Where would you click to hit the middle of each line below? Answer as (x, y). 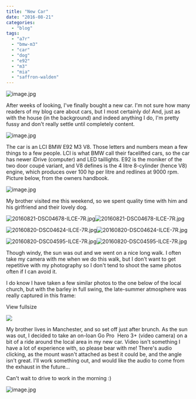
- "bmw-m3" (25, 45)
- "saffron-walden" (35, 77)
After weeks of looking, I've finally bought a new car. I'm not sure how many (98, 105)
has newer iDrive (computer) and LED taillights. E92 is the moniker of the (94, 159)
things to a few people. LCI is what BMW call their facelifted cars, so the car (98, 153)
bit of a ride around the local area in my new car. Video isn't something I (93, 342)
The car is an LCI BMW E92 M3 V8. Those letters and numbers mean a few (97, 147)
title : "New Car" (27, 11)
